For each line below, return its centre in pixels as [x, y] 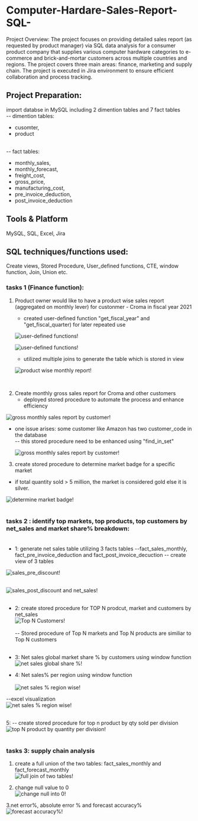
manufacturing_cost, [40, 188]
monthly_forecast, [36, 169]
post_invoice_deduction [43, 200]
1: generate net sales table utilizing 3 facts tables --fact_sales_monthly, [101, 548]
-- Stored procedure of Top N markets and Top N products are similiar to [103, 633]
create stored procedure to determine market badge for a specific [95, 464]
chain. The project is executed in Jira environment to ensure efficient [90, 70]
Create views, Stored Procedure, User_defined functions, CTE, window [92, 266]
